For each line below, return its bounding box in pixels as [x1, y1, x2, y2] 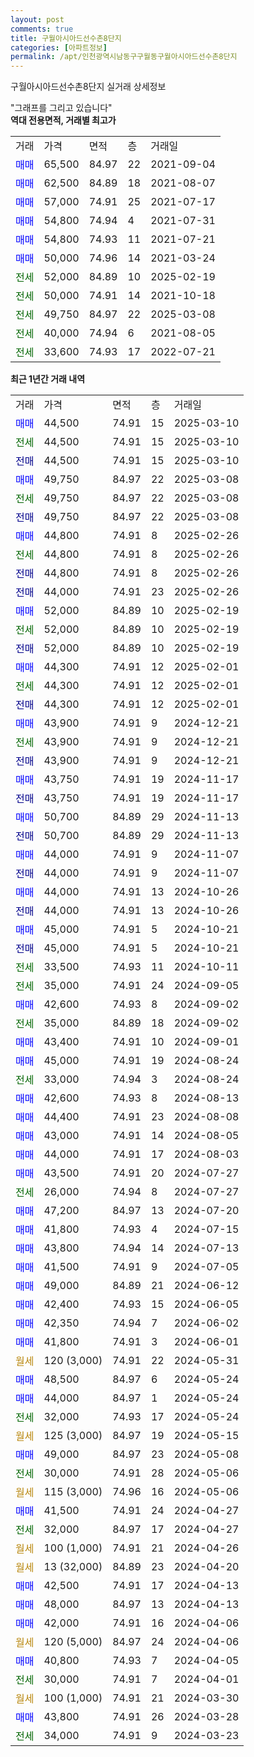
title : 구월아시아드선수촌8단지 [10, 33, 122, 43]
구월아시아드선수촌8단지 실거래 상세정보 [10, 81, 167, 93]
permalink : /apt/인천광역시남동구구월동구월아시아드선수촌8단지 [10, 52, 238, 62]
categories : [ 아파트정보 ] [10, 42, 108, 53]
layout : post [10, 14, 65, 25]
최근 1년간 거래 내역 [10, 373, 86, 385]
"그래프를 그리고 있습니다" [10, 102, 113, 114]
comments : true [10, 24, 74, 34]
